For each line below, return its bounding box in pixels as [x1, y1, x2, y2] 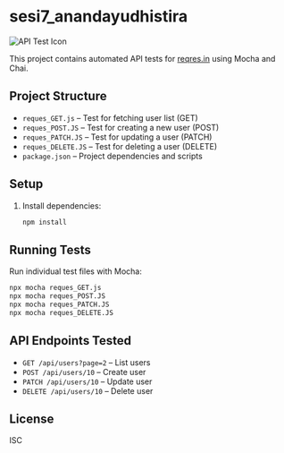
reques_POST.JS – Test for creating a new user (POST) [21, 122, 220, 132]
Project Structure [9, 89, 107, 104]
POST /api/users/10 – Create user [21, 366, 146, 377]
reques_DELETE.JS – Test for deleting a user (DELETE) [21, 141, 218, 151]
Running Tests [9, 242, 91, 257]
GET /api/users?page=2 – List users [21, 356, 151, 368]
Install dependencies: [21, 200, 102, 211]
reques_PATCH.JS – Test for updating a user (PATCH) [21, 132, 213, 142]
